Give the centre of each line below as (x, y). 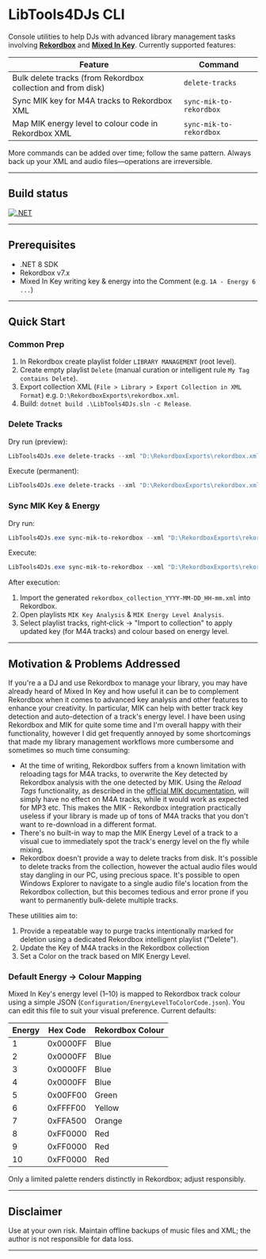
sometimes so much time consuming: (69, 750)
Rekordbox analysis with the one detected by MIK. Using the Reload (130, 783)
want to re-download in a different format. (88, 825)
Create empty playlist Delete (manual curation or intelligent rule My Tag (135, 370)
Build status (38, 194)
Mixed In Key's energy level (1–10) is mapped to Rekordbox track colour (124, 994)
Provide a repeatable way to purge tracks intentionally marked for (126, 931)
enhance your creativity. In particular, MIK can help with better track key (126, 708)
